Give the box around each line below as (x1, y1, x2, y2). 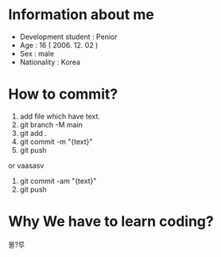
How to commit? (8, 85, 118, 103)
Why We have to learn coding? (8, 212, 215, 231)
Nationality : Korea (19, 57, 81, 67)
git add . (19, 128, 48, 138)
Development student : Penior (19, 32, 118, 41)
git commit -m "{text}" (19, 137, 93, 146)
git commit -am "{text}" (19, 176, 97, 185)
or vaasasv (8, 161, 45, 170)
